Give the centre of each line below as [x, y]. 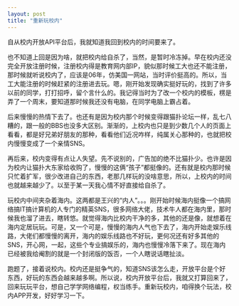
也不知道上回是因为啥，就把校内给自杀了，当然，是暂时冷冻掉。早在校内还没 [119, 57]
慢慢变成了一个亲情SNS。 [51, 143]
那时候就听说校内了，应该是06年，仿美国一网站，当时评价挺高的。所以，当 [117, 75]
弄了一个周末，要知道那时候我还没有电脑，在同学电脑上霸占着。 [101, 101]
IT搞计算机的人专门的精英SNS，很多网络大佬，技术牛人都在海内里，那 [122, 209]
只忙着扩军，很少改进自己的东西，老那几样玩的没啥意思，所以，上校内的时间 [119, 176]
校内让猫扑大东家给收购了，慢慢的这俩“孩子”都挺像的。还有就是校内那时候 [122, 167]
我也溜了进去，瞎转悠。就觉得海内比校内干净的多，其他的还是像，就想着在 [122, 218]
